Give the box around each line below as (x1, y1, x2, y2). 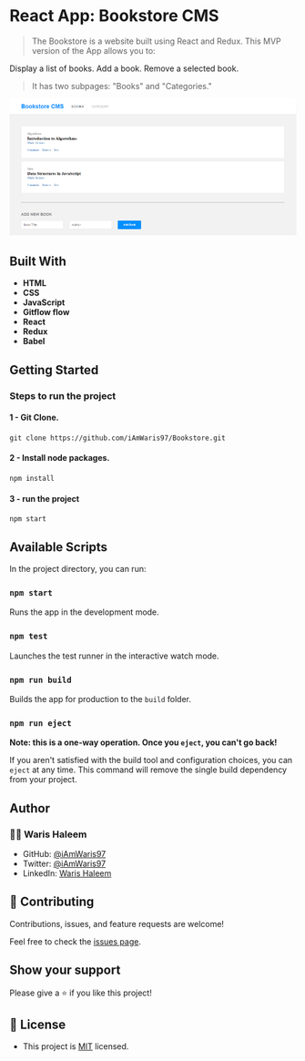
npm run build (9, 675, 72, 685)
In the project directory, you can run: (9, 564, 147, 575)
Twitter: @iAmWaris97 (22, 858, 107, 869)
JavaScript (22, 297, 66, 308)
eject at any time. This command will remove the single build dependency (9, 764, 288, 775)
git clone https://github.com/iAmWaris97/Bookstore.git (9, 434, 226, 443)
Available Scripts (9, 539, 107, 555)
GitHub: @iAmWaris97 (22, 848, 107, 859)
